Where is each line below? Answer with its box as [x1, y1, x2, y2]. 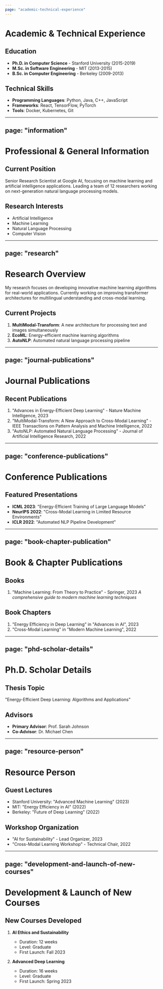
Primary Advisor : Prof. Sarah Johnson [12, 724, 89, 729]
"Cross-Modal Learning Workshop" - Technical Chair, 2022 [12, 841, 131, 847]
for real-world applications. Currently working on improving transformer [5, 290, 149, 296]
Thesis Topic [5, 684, 45, 692]
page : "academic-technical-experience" [5, 7, 86, 12]
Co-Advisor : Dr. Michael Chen [12, 728, 73, 734]
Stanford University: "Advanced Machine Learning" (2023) [12, 799, 130, 805]
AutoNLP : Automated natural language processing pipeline [12, 337, 130, 343]
